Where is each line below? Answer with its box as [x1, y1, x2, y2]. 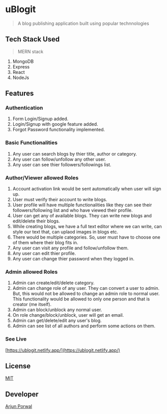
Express [12, 63, 30, 69]
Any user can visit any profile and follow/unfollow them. [12, 245, 129, 251]
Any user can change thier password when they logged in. [12, 256, 135, 262]
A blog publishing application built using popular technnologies [17, 20, 149, 26]
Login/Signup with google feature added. [12, 121, 99, 127]
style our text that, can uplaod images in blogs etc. [12, 229, 118, 235]
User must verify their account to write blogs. [12, 197, 107, 203]
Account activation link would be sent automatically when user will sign [12, 186, 161, 192]
